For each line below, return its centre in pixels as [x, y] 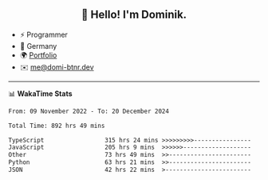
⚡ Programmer [43, 34]
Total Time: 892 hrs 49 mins [57, 126]
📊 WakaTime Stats [41, 94]
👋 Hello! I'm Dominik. [134, 15]
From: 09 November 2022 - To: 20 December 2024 [89, 111]
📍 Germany [38, 46]
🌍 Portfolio [38, 55]
